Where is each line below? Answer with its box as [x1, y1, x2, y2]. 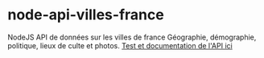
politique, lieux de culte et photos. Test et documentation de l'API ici [7, 40, 233, 50]
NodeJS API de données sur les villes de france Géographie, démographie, [7, 32, 257, 42]
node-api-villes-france [7, 6, 164, 24]
